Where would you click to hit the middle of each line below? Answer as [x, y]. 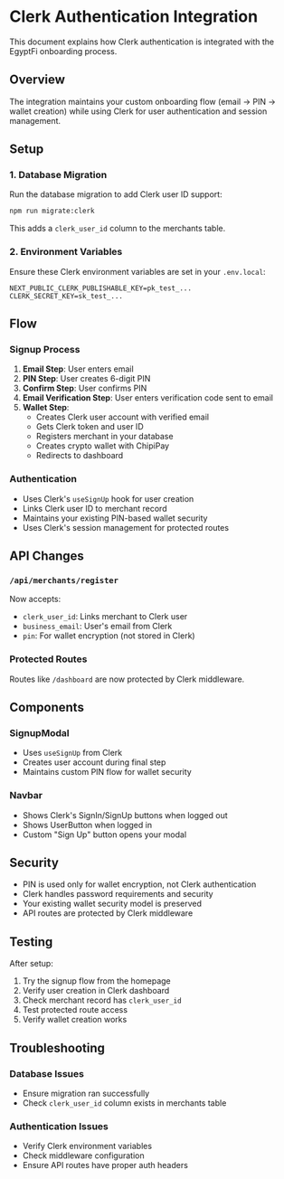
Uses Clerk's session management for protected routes [125, 527]
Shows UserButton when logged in [87, 825]
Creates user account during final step [94, 762]
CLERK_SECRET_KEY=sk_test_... [66, 296]
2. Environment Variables [66, 252]
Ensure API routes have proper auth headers [105, 1165]
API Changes [47, 556]
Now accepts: [35, 599]
